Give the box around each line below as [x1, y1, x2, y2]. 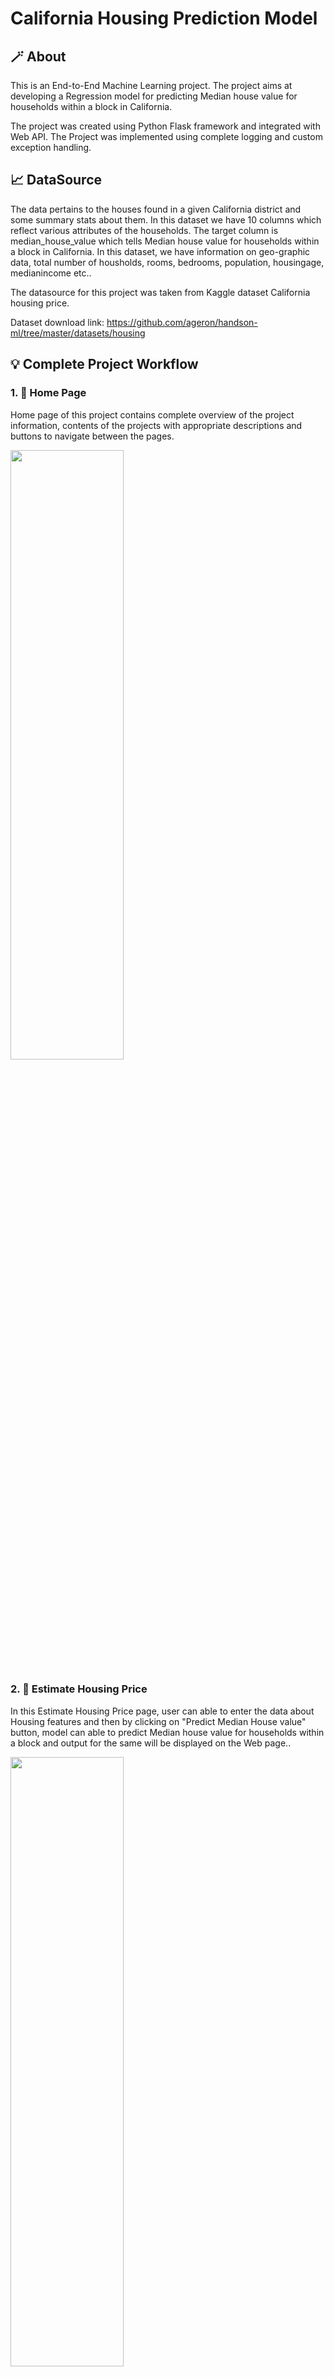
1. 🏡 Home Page [10, 386, 87, 400]
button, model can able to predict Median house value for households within [10, 1726, 325, 1738]
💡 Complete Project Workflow [10, 356, 199, 373]
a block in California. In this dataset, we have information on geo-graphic [10, 245, 311, 257]
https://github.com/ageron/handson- [106, 316, 258, 328]
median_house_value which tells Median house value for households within [10, 235, 320, 247]
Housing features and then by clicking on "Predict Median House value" [10, 1715, 307, 1727]
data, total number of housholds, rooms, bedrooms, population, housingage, [10, 256, 325, 268]
